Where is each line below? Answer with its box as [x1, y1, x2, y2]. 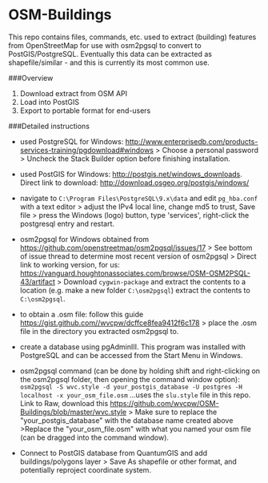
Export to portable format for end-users [19, 106, 151, 115]
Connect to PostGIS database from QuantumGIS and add [19, 448, 208, 457]
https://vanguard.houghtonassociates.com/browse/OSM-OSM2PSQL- [19, 268, 250, 278]
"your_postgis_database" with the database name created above [19, 415, 234, 425]
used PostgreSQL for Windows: [19, 136, 124, 146]
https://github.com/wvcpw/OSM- [110, 398, 219, 408]
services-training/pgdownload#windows [19, 145, 154, 155]
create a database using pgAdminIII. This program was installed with [19, 342, 246, 352]
